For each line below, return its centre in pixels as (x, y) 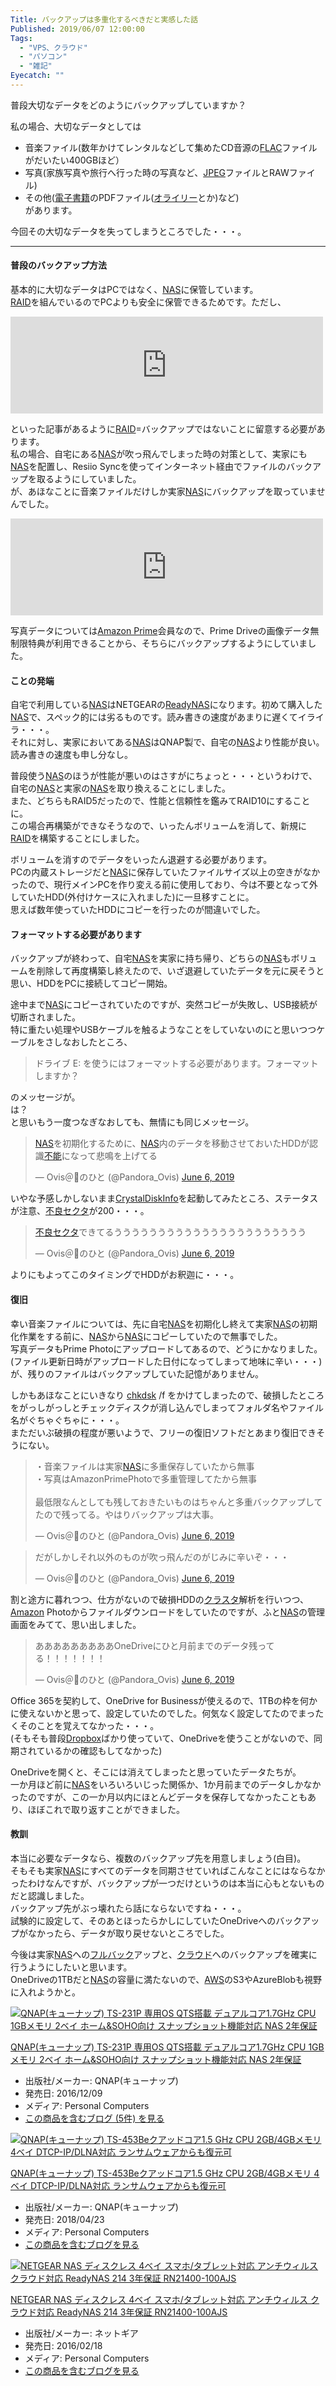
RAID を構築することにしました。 (77, 838)
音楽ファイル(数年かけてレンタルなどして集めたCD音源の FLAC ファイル (171, 147)
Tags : (21, 38)
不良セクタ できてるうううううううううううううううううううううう (170, 1232)
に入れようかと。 (45, 1992)
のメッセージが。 (45, 1097)
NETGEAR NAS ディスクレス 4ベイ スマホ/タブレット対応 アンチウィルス (159, 2299)
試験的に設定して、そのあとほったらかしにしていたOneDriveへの (143, 1920)
